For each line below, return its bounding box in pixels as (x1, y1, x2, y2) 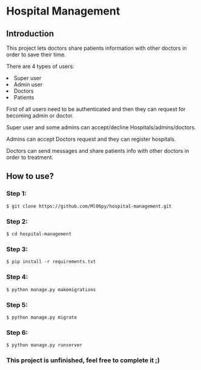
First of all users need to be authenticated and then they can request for (6, 106, 186, 113)
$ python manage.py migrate (6, 314, 77, 320)
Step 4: (6, 273, 28, 281)
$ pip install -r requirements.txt (6, 259, 96, 265)
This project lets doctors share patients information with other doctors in (6, 44, 187, 52)
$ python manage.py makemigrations (6, 286, 96, 292)
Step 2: (6, 217, 28, 226)
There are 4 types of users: (6, 62, 74, 70)
